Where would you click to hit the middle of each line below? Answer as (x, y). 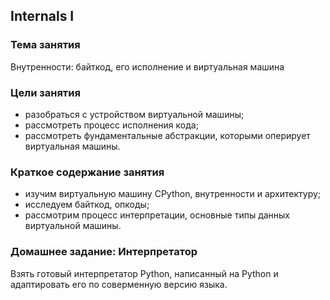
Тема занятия (45, 45)
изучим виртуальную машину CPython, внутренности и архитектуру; (173, 194)
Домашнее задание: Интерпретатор (104, 252)
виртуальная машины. (72, 146)
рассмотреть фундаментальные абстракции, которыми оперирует (167, 135)
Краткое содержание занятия (87, 172)
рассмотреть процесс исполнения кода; (111, 125)
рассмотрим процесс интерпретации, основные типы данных (157, 215)
